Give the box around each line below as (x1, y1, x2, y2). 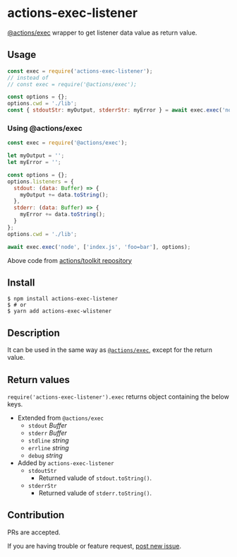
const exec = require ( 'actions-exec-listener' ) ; (7, 67, 153, 75)
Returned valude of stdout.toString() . (38, 474, 152, 482)
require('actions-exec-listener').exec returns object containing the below (7, 392, 229, 401)
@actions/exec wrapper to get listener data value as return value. (7, 28, 197, 37)
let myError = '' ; (7, 159, 61, 166)
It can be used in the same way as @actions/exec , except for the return (7, 346, 213, 354)
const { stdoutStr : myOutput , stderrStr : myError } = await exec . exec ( (7, 107, 222, 114)
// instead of (7, 74, 49, 81)
